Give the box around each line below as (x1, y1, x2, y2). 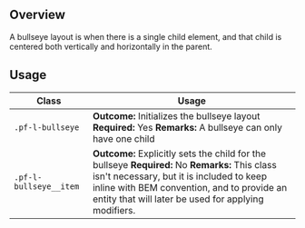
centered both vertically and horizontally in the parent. (9, 41, 213, 52)
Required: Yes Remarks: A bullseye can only (92, 121, 283, 134)
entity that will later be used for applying (92, 193, 264, 205)
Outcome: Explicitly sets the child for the (92, 147, 266, 160)
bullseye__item (14, 181, 80, 192)
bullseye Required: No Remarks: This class (92, 158, 277, 171)
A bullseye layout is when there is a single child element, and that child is (9, 31, 282, 42)
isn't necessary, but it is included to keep (92, 170, 268, 183)
